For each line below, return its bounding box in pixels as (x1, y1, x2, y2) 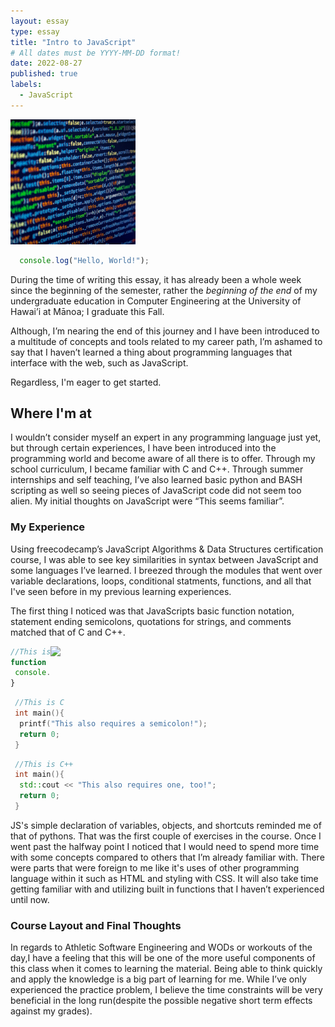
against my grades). (10, 1005, 93, 1017)
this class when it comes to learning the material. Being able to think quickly (10, 963, 323, 975)
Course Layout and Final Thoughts (10, 918, 182, 932)
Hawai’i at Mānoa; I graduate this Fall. (10, 305, 165, 317)
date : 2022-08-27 (10, 58, 83, 69)
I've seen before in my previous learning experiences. (10, 585, 232, 597)
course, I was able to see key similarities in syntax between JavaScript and (10, 553, 319, 565)
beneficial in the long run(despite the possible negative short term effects (10, 995, 313, 1007)
